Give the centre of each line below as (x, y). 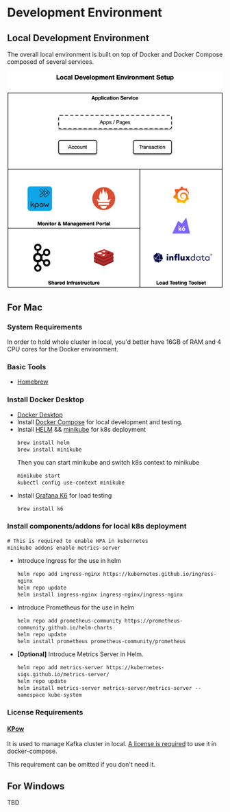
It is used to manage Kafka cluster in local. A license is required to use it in (112, 744)
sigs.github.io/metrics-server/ (63, 675)
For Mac (25, 307)
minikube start (39, 476)
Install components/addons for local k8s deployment (97, 526)
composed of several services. (51, 62)
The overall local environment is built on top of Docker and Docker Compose (115, 54)
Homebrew (33, 382)
